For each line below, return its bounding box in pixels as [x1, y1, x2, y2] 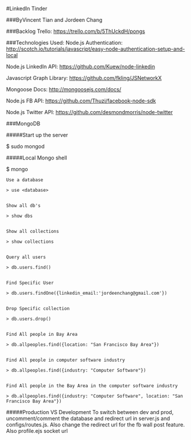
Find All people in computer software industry [6, 357, 126, 363]
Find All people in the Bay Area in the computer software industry [6, 383, 178, 389]
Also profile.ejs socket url [6, 428, 68, 434]
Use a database [6, 177, 44, 183]
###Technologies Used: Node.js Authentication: [6, 39, 123, 46]
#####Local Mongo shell [6, 154, 67, 161]
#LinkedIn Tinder [6, 5, 48, 12]
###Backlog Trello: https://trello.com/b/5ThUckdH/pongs [6, 28, 146, 35]
